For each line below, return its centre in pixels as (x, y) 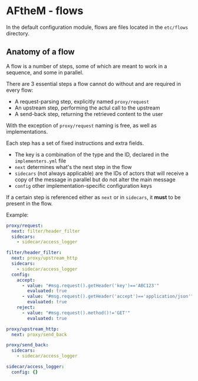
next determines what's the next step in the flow (73, 167)
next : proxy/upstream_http (44, 258)
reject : (26, 307)
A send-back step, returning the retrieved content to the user (89, 114)
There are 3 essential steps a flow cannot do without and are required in (94, 84)
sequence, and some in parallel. (45, 72)
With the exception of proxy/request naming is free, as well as (82, 125)
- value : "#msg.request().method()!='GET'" (76, 313)
